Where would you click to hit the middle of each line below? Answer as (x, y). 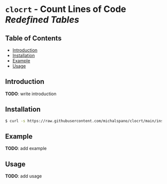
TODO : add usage (24, 176)
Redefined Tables (42, 20)
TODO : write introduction (31, 94)
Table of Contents (34, 38)
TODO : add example (26, 149)
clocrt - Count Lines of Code (66, 9)
